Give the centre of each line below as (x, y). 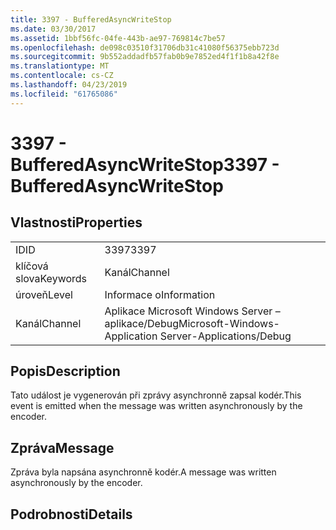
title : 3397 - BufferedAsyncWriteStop (91, 19)
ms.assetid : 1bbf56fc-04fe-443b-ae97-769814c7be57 (118, 38)
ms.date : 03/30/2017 (53, 29)
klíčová (32, 266)
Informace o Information (160, 294)
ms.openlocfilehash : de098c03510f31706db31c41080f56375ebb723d (145, 47)
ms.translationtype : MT (60, 66)
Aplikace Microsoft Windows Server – (192, 311)
